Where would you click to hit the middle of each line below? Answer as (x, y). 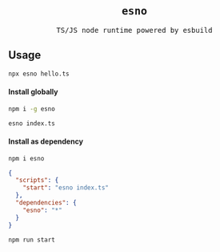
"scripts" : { (37, 181)
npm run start (32, 240)
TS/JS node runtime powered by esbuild (134, 30)
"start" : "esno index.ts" (66, 188)
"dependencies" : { (46, 203)
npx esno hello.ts (39, 74)
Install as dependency (46, 141)
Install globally (33, 92)
